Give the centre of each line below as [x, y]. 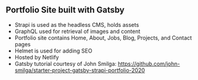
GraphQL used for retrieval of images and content [77, 31]
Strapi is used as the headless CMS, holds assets [77, 24]
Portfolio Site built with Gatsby [65, 10]
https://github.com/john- [149, 64]
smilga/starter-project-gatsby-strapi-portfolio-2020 [80, 70]
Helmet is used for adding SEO [53, 51]
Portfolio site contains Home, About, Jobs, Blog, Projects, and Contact [103, 38]
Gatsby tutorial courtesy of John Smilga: [66, 64]
